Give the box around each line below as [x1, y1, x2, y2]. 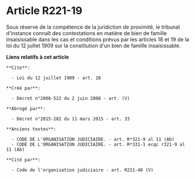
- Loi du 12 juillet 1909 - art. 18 [11, 75, 101, 81]
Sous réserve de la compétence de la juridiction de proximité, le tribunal [6, 23, 180, 30]
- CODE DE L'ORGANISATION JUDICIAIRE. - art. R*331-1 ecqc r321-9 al [11, 142, 185, 147]
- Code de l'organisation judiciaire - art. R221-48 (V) [11, 167, 154, 173]
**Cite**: [6, 64, 31, 71]
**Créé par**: [6, 85, 41, 91]
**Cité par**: [6, 157, 41, 163]
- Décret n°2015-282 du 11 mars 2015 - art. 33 [11, 116, 130, 122]
